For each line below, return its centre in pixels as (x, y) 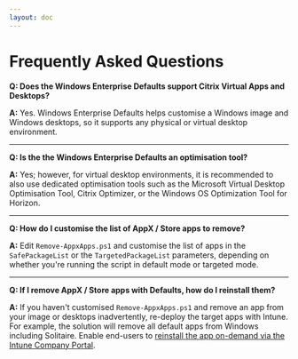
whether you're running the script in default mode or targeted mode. (134, 264)
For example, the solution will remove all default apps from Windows (134, 326)
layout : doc (31, 17)
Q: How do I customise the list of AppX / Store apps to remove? (127, 228)
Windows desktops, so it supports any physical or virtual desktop (129, 122)
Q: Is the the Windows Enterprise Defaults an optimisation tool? (129, 157)
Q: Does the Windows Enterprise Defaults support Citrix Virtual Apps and (147, 86)
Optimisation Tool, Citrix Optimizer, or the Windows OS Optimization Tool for (149, 193)
